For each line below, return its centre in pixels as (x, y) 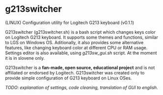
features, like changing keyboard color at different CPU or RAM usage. (76, 47)
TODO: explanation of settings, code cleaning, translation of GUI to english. (81, 87)
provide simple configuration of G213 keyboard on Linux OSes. (68, 78)
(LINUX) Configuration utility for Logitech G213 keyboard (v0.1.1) (70, 23)
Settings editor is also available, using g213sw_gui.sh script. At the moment (81, 53)
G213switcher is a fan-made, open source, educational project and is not (80, 68)
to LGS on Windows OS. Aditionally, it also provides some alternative (74, 42)
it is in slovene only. (25, 58)
